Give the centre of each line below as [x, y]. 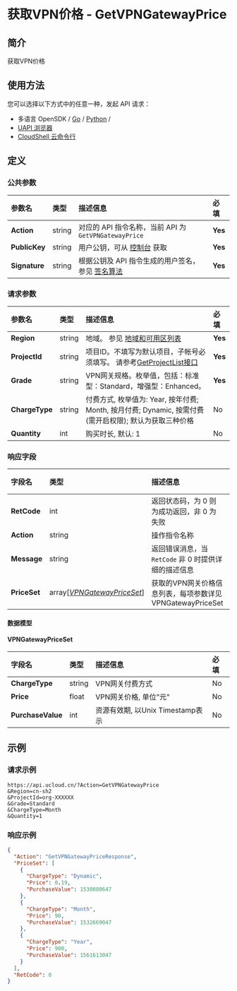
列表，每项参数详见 [190, 594]
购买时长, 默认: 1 [113, 434]
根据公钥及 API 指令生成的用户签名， [139, 261]
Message [27, 559]
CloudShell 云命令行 [47, 136]
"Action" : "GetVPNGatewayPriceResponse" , [75, 856]
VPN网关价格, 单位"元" [133, 696]
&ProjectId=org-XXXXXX [41, 797]
